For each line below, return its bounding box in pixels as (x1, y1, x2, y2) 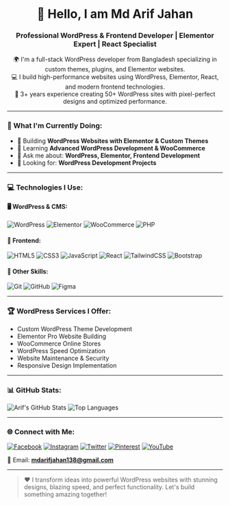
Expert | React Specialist (73, 39, 157, 49)
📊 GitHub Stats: (7, 385, 62, 394)
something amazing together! (23, 491, 107, 499)
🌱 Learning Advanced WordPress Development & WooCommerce (16, 144, 205, 152)
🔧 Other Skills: (7, 267, 49, 276)
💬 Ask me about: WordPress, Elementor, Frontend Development (16, 151, 201, 159)
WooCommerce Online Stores (16, 339, 101, 348)
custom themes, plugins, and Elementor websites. (44, 65, 186, 74)
